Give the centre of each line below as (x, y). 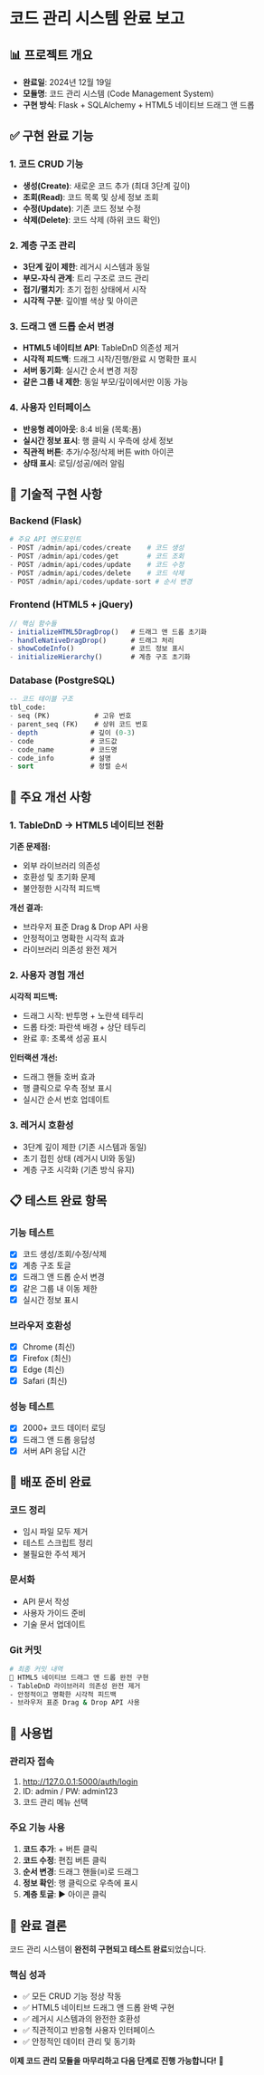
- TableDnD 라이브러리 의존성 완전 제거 (75, 1686)
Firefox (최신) (47, 1358)
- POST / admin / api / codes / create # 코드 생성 (97, 548)
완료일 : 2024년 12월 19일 (67, 82)
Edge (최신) (43, 1369)
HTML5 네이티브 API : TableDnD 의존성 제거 (100, 348)
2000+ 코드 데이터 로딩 (64, 1428)
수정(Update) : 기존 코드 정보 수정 (82, 208)
